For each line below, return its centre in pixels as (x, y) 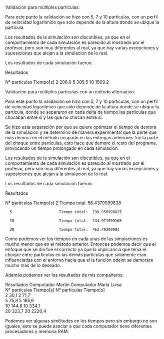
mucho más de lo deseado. (33, 265)
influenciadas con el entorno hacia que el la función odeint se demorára (79, 260)
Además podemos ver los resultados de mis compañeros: (64, 275)
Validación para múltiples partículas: (42, 7)
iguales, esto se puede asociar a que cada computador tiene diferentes (78, 326)
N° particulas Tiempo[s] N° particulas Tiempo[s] (55, 290)
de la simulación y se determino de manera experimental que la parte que (81, 132)
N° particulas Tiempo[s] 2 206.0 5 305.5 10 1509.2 (57, 82)
